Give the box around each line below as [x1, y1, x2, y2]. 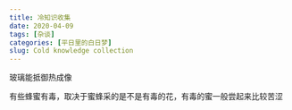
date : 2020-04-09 [9, 21, 74, 30]
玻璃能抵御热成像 [9, 72, 72, 83]
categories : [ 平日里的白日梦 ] [9, 38, 113, 47]
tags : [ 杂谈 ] [9, 30, 55, 38]
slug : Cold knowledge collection [9, 47, 134, 55]
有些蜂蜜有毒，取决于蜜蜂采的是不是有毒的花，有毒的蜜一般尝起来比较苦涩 [9, 91, 283, 102]
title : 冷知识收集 [9, 13, 71, 22]
